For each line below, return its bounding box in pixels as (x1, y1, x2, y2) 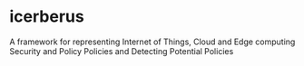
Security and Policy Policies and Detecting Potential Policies (9, 45, 234, 56)
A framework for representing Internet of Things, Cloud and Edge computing (9, 36, 296, 47)
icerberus (9, 6, 84, 27)
